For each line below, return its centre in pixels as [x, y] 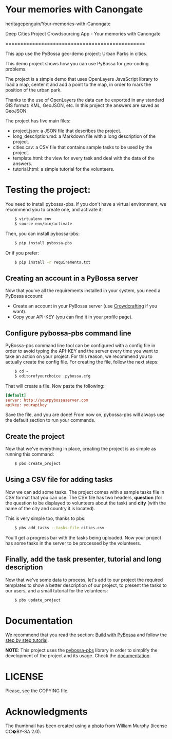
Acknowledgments [47, 711]
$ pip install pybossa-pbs [43, 243]
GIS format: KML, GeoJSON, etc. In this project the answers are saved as [82, 105]
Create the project [35, 436]
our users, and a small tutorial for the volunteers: [57, 590]
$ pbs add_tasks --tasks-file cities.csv [59, 528]
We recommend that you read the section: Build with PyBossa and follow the [86, 635]
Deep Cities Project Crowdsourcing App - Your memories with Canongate [83, 33]
